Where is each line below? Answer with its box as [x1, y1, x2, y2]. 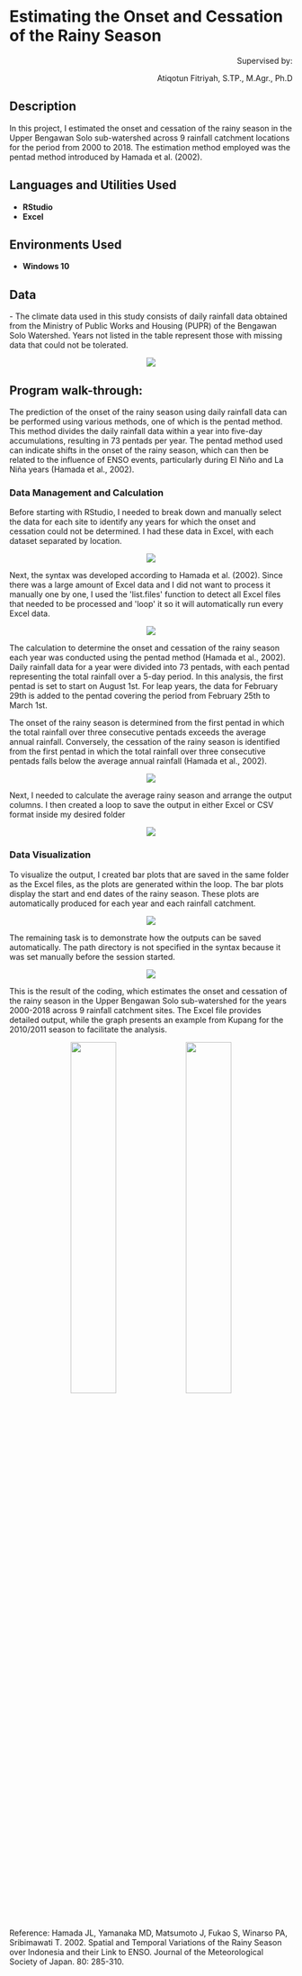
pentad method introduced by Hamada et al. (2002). [9, 151, 203, 162]
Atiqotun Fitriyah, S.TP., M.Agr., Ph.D [156, 72, 293, 83]
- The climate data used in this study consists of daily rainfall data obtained [9, 311, 288, 322]
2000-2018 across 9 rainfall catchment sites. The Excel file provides [9, 1004, 262, 1015]
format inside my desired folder [9, 809, 126, 820]
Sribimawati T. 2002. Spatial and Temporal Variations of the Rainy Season [9, 1936, 282, 1947]
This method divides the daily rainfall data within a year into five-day [9, 426, 263, 436]
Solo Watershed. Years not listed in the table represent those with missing [9, 331, 283, 341]
